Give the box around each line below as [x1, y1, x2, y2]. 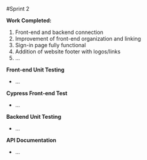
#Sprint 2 [6, 5, 30, 12]
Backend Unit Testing [6, 113, 62, 120]
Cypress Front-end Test [6, 90, 68, 96]
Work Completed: [6, 17, 52, 24]
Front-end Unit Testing [6, 66, 65, 73]
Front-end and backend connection [15, 28, 104, 36]
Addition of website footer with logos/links [15, 48, 121, 55]
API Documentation [6, 136, 56, 144]
